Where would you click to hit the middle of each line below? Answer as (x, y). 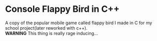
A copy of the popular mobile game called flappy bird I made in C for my (79, 23)
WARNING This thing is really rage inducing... (52, 33)
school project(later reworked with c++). (46, 28)
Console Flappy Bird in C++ (62, 9)
